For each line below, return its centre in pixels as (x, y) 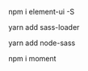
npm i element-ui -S (42, 12)
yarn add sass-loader (44, 27)
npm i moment (32, 58)
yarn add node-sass (42, 43)
